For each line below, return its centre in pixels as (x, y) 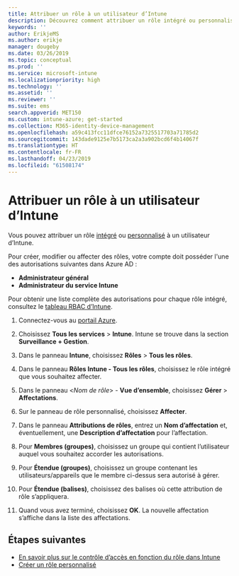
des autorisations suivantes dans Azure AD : (73, 264)
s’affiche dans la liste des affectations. (74, 517)
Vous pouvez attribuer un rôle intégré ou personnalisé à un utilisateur (109, 235)
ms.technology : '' (35, 86)
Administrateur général (54, 278)
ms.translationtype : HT (43, 146)
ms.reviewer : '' (32, 100)
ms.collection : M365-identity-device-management (81, 126)
